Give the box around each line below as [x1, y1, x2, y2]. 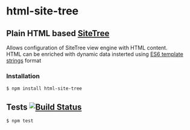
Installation [6, 72, 40, 80]
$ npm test [6, 118, 34, 124]
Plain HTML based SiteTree [6, 28, 110, 39]
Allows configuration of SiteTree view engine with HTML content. [6, 44, 168, 51]
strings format [6, 57, 42, 64]
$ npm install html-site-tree [6, 85, 83, 91]
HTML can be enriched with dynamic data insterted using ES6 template [6, 51, 184, 58]
